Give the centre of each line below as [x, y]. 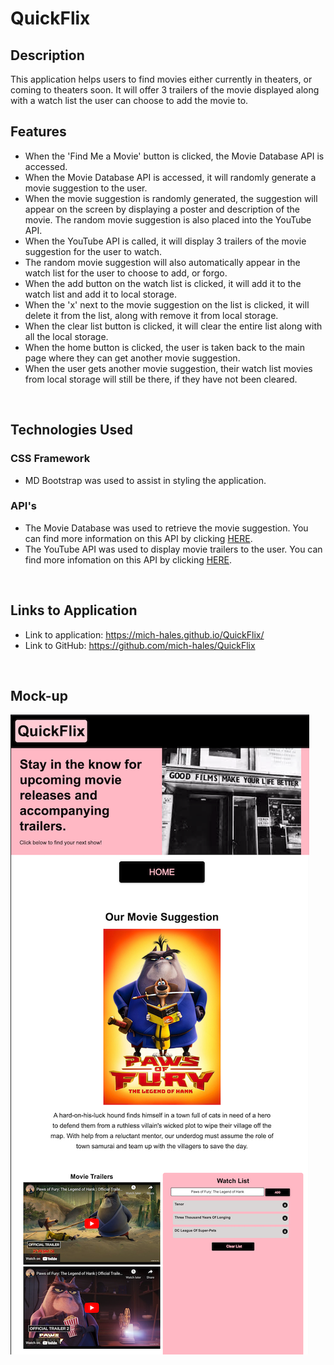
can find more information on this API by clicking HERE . [138, 538]
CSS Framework [50, 459]
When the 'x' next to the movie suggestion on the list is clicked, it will [167, 304]
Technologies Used [71, 430]
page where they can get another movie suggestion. [132, 358]
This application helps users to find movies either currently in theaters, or [161, 79]
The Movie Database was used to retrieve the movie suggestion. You [166, 528]
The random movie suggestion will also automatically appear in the [162, 262]
